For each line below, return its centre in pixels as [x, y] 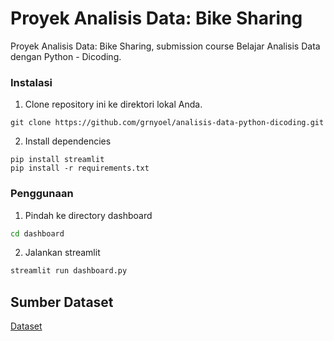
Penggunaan [42, 194]
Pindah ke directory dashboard [88, 215]
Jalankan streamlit [62, 253]
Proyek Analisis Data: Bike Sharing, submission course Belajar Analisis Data [165, 46]
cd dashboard [37, 233]
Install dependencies [68, 141]
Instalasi [31, 82]
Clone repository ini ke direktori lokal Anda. [113, 104]
